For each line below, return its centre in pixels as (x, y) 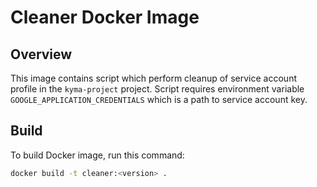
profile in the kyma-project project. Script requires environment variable (157, 89)
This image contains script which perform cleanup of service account (153, 78)
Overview (41, 54)
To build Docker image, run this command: (97, 155)
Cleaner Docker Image (105, 17)
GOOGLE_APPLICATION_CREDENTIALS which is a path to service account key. (159, 99)
